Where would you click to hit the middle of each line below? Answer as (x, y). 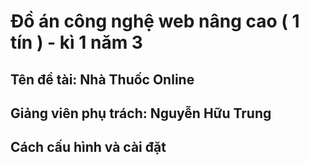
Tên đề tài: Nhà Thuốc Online (102, 79)
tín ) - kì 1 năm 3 (76, 42)
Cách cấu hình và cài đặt (88, 147)
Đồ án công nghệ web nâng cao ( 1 (155, 21)
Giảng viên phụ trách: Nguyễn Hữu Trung (141, 113)
